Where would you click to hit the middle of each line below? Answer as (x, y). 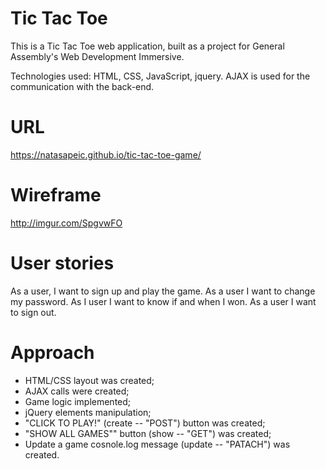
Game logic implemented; (78, 401)
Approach (52, 352)
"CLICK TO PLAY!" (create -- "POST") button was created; (145, 423)
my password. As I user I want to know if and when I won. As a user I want (163, 301)
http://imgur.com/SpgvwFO (66, 223)
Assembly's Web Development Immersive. (97, 56)
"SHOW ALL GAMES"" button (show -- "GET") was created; (148, 433)
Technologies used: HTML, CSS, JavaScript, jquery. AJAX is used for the (160, 76)
